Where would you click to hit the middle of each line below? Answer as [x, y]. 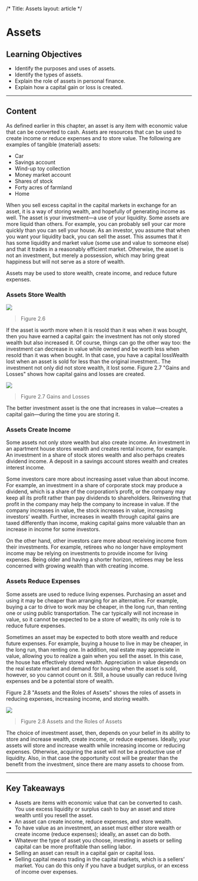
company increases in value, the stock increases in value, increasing [89, 510]
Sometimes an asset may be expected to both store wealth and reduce [92, 637]
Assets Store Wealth [36, 294]
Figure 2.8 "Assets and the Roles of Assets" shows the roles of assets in [93, 692]
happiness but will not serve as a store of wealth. [66, 261]
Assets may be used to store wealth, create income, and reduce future [92, 273]
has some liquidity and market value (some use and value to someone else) [98, 242]
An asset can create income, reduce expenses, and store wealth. [93, 821]
